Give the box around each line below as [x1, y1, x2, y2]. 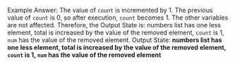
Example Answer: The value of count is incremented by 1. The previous [7, 6, 213, 14]
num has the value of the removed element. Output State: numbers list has [7, 36, 222, 44]
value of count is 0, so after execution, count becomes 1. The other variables [7, 13, 229, 22]
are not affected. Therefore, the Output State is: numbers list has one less [7, 21, 221, 29]
